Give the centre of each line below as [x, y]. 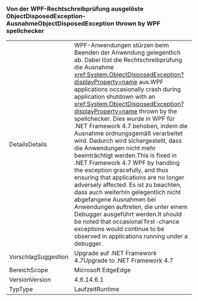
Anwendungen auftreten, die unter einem [131, 207]
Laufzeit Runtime [97, 289]
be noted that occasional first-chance [127, 222]
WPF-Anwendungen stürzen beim [121, 45]
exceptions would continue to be [119, 229]
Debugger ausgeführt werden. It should [128, 215]
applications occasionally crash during [127, 89]
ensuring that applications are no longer [129, 178]
